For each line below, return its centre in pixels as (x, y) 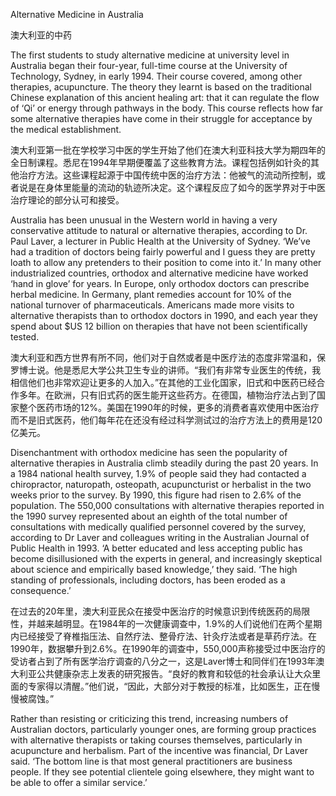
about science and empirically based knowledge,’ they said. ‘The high (154, 569)
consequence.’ (41, 590)
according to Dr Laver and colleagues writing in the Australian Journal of (160, 537)
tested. (25, 337)
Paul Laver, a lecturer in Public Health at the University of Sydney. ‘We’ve (160, 241)
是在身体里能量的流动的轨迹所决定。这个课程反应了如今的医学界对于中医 (176, 187)
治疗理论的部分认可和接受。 (67, 200)
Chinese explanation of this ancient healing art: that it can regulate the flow (165, 97)
